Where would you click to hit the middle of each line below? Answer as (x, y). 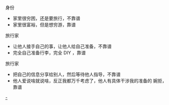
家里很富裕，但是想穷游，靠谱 (44, 25)
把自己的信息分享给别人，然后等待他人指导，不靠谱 (67, 74)
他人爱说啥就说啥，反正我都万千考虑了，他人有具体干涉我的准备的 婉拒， (90, 81)
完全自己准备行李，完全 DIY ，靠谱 (49, 53)
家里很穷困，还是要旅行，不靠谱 (46, 18)
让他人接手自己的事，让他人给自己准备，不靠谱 (62, 46)
